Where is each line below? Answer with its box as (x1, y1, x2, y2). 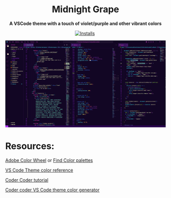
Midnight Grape (51, 4, 120, 15)
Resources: (5, 140, 54, 152)
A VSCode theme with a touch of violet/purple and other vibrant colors (9, 20, 162, 26)
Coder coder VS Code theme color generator (5, 187, 100, 193)
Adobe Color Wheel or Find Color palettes (5, 157, 93, 163)
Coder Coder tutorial (5, 177, 48, 183)
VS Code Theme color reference (5, 167, 73, 174)
